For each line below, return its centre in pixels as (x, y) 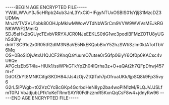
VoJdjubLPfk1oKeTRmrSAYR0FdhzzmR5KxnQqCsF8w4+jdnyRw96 (90, 93)
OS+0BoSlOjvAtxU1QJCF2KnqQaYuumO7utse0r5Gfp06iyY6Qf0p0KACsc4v (84, 55)
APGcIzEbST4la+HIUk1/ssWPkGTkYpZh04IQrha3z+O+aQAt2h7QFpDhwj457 (85, 66)
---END (13, 98)
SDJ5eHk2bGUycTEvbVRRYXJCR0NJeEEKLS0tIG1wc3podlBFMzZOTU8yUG (85, 34)
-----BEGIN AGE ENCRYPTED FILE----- (46, 7)
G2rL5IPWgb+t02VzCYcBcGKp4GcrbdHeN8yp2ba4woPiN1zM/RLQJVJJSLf (84, 87)
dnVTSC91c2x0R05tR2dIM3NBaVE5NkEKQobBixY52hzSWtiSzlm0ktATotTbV (84, 44)
